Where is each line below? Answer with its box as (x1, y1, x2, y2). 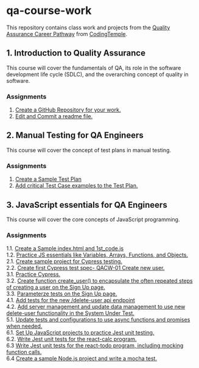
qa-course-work (6, 4, 92, 18)
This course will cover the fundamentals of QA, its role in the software (6, 64, 181, 71)
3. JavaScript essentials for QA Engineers (6, 199, 167, 210)
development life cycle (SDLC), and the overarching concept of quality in (6, 71, 189, 78)
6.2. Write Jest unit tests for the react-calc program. (6, 336, 137, 343)
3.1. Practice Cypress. (6, 271, 61, 278)
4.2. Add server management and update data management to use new (6, 303, 186, 311)
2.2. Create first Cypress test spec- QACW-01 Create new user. (6, 264, 165, 272)
